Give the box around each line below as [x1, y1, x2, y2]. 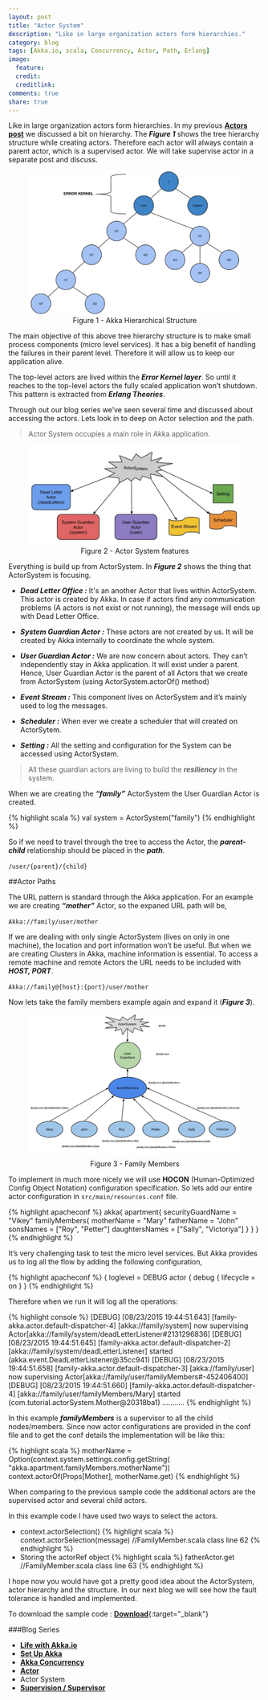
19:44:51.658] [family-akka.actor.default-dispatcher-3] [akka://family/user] [8, 1363, 255, 1374]
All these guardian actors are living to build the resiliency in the [27, 764, 238, 774]
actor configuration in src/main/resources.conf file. [8, 1192, 179, 1202]
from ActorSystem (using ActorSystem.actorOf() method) [19, 676, 210, 686]
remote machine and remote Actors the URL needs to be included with [8, 957, 242, 967]
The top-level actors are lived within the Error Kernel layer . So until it [8, 372, 237, 382]
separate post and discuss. [8, 155, 98, 165]
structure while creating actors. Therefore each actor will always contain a [8, 137, 254, 148]
